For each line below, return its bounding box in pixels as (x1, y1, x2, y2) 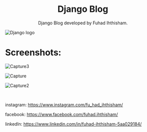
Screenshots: (5, 47, 62, 58)
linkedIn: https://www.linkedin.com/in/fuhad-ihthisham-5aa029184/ (5, 121, 142, 127)
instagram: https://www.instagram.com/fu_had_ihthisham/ (5, 102, 123, 108)
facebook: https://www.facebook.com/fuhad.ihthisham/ (5, 111, 118, 117)
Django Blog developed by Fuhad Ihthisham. (37, 20, 128, 26)
